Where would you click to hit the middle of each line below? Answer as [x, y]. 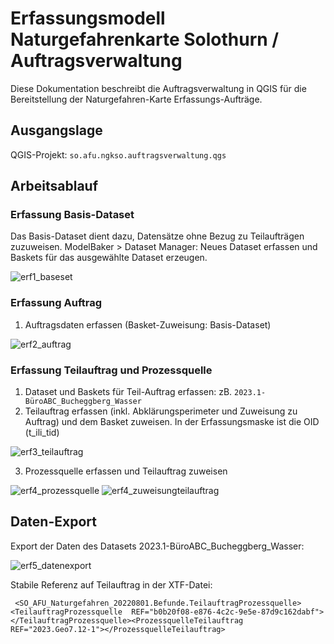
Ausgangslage [56, 130]
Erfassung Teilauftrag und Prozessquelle [111, 370]
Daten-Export [53, 522]
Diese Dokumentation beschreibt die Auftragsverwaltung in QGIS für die [158, 88]
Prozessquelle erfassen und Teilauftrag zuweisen [126, 471]
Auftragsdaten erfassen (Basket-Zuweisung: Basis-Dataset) [148, 324]
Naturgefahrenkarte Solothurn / [145, 39]
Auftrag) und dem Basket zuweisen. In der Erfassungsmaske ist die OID [172, 422]
